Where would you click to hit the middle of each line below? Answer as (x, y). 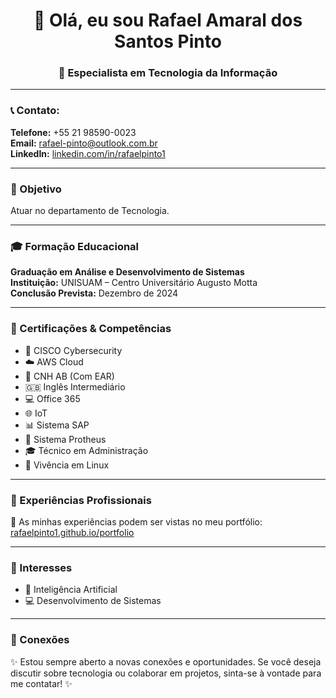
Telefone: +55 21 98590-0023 (73, 132)
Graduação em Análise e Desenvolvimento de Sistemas (127, 272)
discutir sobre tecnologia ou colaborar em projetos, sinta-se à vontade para (166, 673)
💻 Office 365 (52, 398)
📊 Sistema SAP (57, 425)
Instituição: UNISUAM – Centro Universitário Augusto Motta (134, 283)
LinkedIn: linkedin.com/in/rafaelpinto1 (88, 153)
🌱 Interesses (41, 567)
